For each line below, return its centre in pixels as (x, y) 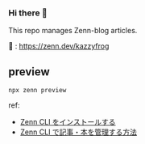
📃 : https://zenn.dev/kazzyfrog (59, 46)
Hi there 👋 (28, 13)
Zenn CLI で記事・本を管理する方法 (79, 132)
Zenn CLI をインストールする (68, 122)
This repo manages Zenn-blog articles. (73, 31)
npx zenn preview (37, 91)
